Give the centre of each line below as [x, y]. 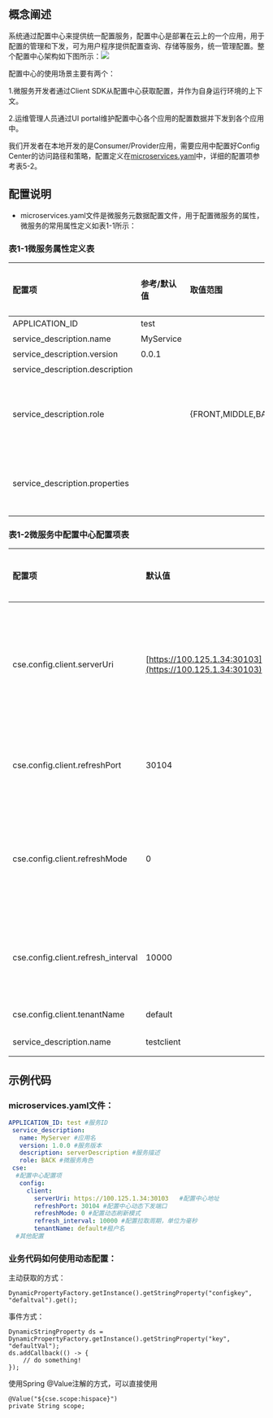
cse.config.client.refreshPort [67, 765]
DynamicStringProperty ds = [56, 1332]
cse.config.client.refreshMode [70, 859]
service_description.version [65, 354]
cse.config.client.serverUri [63, 664]
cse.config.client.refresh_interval [75, 957]
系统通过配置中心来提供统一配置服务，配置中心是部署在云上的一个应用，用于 [136, 36]
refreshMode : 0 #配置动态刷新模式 [87, 1214]
